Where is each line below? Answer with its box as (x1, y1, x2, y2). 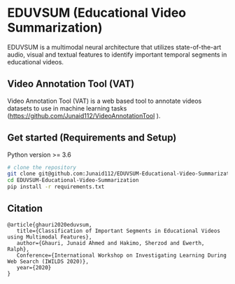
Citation (7, 203, 43, 215)
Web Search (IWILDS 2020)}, (7, 257, 90, 265)
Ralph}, (7, 246, 30, 253)
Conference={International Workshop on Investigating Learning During (16, 252, 227, 259)
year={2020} (16, 264, 52, 271)
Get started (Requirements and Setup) (7, 132, 177, 144)
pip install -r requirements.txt (7, 183, 105, 190)
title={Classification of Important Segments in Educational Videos (16, 227, 220, 234)
